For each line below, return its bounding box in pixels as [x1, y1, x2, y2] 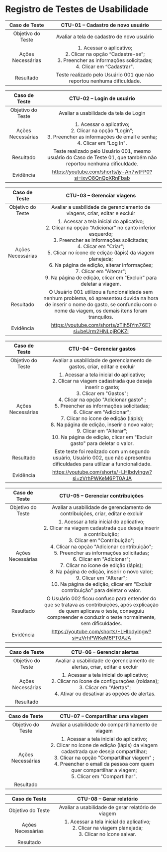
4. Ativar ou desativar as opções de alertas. [54, 690, 156, 697]
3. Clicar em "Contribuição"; [69, 537, 134, 544]
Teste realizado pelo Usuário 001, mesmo [53, 147, 151, 154]
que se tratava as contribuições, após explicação [44, 601, 159, 608]
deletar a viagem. [81, 280, 121, 287]
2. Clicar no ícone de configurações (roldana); [51, 678, 159, 685]
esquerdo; [88, 230, 113, 237]
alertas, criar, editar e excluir [72, 663, 138, 670]
